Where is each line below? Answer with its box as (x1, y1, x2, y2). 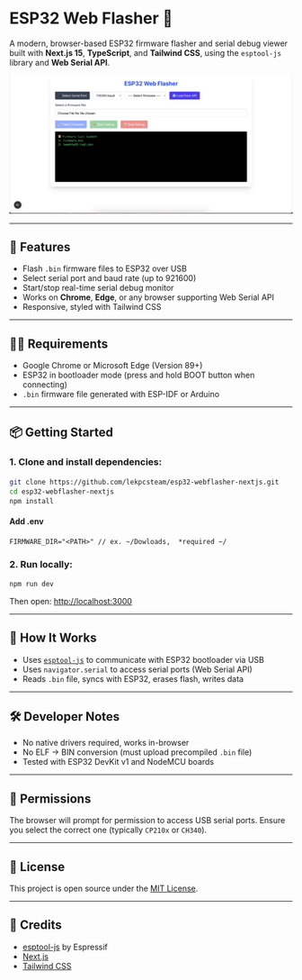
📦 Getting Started (9, 424, 114, 440)
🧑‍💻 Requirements (9, 336, 109, 351)
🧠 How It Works (9, 631, 97, 646)
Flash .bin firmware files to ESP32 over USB (22, 263, 187, 274)
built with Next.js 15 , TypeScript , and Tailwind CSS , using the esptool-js (9, 47, 281, 58)
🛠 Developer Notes (9, 709, 120, 724)
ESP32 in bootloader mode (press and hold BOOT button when (22, 369, 255, 381)
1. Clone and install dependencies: (9, 456, 163, 468)
